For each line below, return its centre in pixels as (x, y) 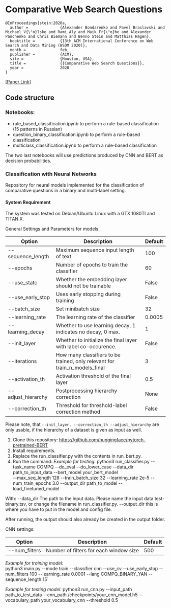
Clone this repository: (35, 440)
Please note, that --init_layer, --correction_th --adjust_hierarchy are (82, 424)
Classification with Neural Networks (51, 174)
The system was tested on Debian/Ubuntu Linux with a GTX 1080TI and (80, 214)
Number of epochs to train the (92, 265)
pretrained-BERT (30, 445)
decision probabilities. (28, 161)
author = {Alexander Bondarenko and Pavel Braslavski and (88, 27)
